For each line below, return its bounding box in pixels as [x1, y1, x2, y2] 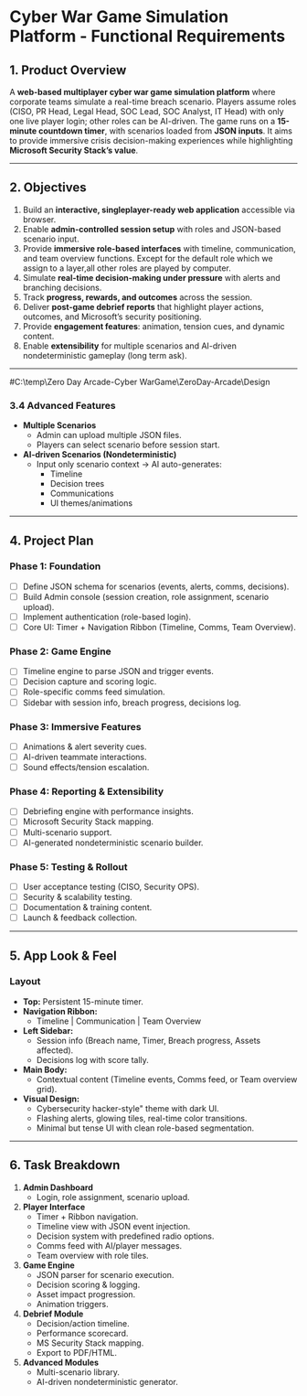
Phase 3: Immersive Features [9, 720, 142, 733]
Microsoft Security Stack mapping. [22, 816, 153, 827]
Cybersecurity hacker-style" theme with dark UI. [36, 1102, 219, 1113]
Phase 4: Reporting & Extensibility [9, 785, 164, 798]
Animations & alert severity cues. [22, 741, 147, 752]
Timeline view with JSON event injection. [36, 1220, 191, 1231]
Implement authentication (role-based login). [22, 611, 192, 622]
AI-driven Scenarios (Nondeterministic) [22, 449, 177, 460]
